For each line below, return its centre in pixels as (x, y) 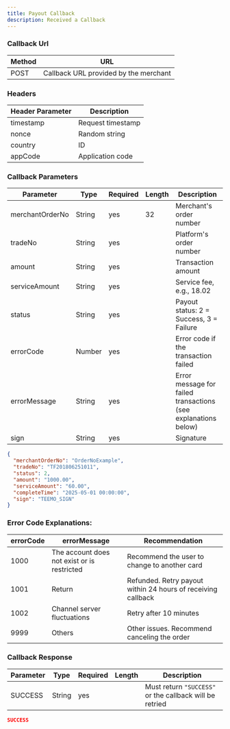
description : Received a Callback (56, 20)
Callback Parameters (43, 177)
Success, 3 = (196, 319)
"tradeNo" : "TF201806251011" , (56, 467)
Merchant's (194, 206)
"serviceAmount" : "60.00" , (52, 486)
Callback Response (40, 657)
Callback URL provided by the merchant (107, 73)
